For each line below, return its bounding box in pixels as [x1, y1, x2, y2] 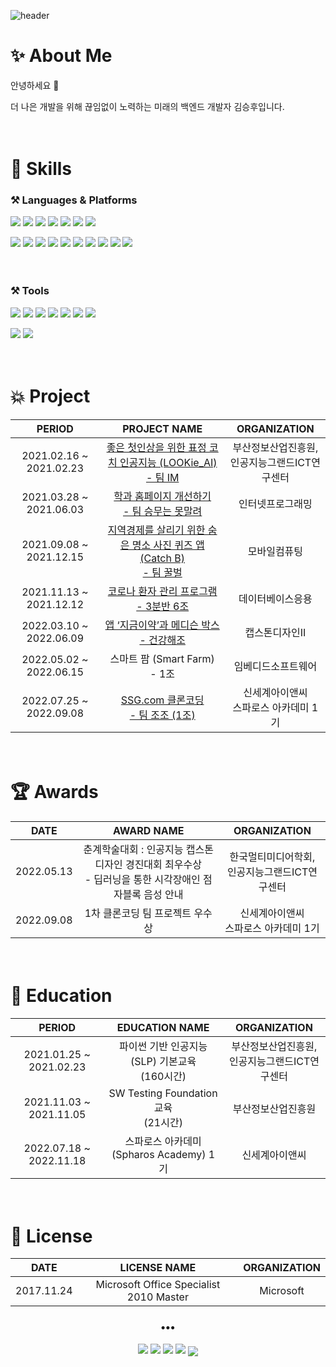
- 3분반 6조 [136, 599, 190, 613]
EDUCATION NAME [116, 1020, 210, 1034]
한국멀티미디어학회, [229, 850, 316, 864]
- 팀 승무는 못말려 [123, 504, 203, 518]
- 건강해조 [139, 633, 186, 647]
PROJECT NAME [122, 421, 203, 435]
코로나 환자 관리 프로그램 [107, 584, 218, 598]
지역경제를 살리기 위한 [107, 523, 206, 537]
